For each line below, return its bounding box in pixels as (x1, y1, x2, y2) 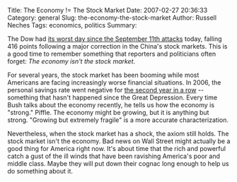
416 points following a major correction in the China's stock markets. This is (7, 42, 228, 50)
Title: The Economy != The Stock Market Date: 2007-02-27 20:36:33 (7, 6, 208, 14)
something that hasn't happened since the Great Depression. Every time (7, 93, 218, 102)
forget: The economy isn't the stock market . (7, 57, 136, 66)
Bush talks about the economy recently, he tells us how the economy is (7, 101, 214, 109)
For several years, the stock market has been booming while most (7, 71, 200, 79)
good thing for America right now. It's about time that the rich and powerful (7, 145, 226, 152)
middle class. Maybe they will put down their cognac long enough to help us (7, 159, 230, 168)
